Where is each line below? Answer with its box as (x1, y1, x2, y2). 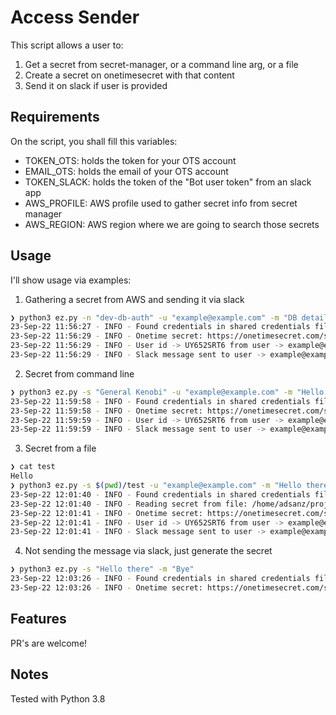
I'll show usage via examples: (10, 274, 132, 286)
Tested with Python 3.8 (10, 692, 106, 705)
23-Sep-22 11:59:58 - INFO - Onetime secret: (10, 406, 203, 416)
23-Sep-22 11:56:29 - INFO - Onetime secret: (10, 331, 203, 341)
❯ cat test (10, 462, 56, 472)
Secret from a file (24, 442, 97, 455)
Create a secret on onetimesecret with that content (24, 69, 235, 81)
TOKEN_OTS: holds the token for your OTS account (24, 154, 237, 166)
